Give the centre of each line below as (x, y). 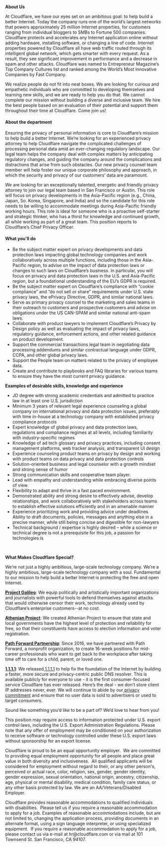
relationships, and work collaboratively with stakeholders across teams (85, 501)
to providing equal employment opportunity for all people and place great (80, 756)
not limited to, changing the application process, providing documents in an (82, 818)
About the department (28, 122)
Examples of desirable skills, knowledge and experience (64, 386)
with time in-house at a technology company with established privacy (83, 417)
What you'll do (21, 238)
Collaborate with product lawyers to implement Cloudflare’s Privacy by (84, 324)
